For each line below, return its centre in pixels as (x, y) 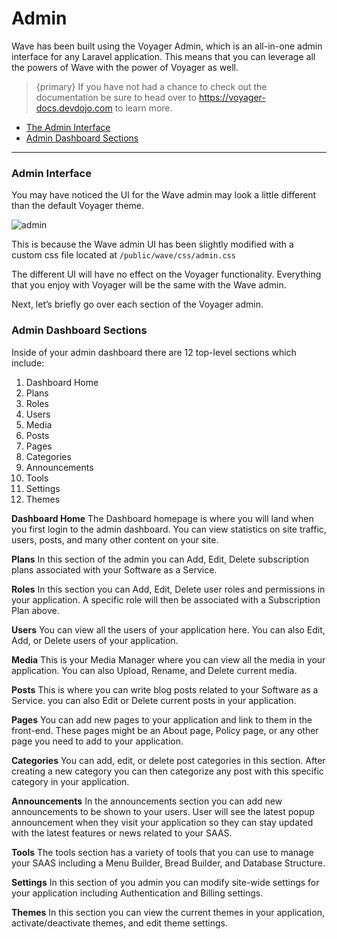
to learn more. (143, 108)
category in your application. (70, 781)
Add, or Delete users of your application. (95, 640)
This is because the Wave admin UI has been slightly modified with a (152, 244)
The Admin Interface (68, 127)
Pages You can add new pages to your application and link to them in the (162, 719)
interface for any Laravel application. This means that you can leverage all (163, 56)
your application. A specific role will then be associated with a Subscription (166, 599)
